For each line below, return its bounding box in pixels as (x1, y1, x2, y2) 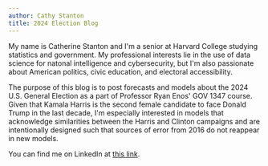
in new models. (8, 133, 59, 143)
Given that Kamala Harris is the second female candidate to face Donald (8, 99, 246, 109)
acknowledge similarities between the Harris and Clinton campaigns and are (8, 116, 261, 126)
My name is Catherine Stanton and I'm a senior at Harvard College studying (8, 41, 258, 51)
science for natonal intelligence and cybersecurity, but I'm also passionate (8, 58, 254, 68)
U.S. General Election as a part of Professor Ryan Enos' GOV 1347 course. (8, 91, 253, 100)
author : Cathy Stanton (8, 11, 84, 20)
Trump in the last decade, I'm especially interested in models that (8, 107, 225, 117)
